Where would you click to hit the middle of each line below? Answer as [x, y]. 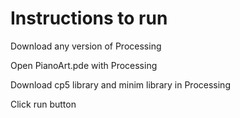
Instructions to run [89, 18]
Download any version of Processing [86, 46]
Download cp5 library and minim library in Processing [120, 84]
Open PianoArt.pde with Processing [84, 65]
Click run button [43, 104]
